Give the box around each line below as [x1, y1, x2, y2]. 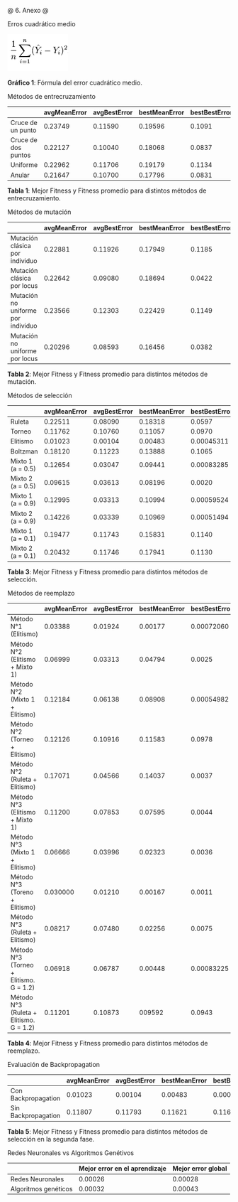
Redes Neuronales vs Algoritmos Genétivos [7, 1148, 135, 1157]
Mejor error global [172, 1164, 227, 1173]
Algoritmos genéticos [10, 1184, 73, 1193]
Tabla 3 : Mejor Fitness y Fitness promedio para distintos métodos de [7, 567, 208, 576]
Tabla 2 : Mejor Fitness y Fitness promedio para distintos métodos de [7, 370, 208, 378]
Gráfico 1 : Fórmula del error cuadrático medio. [7, 78, 143, 87]
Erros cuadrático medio [7, 20, 76, 28]
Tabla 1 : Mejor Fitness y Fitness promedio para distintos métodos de [7, 186, 207, 195]
